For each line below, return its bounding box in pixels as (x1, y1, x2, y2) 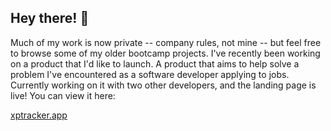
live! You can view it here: (10, 89, 116, 101)
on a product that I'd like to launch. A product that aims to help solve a (10, 57, 300, 70)
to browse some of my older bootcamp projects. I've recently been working (10, 47, 321, 59)
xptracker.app (10, 109, 68, 121)
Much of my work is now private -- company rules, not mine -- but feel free (10, 36, 322, 48)
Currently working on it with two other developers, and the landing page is (10, 79, 317, 91)
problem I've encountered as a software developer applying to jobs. (10, 68, 290, 80)
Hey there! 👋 (10, 10, 90, 27)
